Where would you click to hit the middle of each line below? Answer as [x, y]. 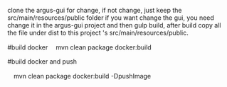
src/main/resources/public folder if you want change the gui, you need [111, 18]
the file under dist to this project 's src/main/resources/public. [98, 33]
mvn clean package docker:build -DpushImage [82, 76]
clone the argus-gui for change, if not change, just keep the [95, 10]
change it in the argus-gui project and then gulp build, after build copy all [114, 25]
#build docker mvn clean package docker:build [79, 47]
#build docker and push [42, 62]
